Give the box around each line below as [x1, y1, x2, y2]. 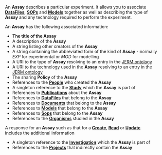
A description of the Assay [12, 38, 67, 44]
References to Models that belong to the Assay [12, 105, 108, 111]
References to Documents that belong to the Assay [12, 100, 116, 106]
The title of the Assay [12, 33, 57, 39]
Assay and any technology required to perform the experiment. [5, 15, 132, 20]
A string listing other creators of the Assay [12, 44, 98, 49]
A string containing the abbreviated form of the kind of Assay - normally [12, 48, 157, 54]
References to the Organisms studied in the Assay [12, 116, 114, 121]
